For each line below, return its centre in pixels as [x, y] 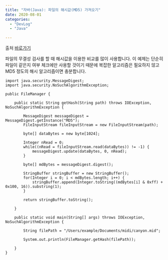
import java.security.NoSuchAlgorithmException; [57, 85]
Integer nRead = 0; [44, 143]
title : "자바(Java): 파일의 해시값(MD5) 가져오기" [53, 10]
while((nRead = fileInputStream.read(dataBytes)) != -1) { [87, 147]
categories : [18, 19]
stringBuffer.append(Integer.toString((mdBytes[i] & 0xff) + [98, 182]
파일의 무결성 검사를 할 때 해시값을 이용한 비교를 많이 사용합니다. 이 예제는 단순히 [84, 59]
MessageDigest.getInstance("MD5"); [43, 121]
